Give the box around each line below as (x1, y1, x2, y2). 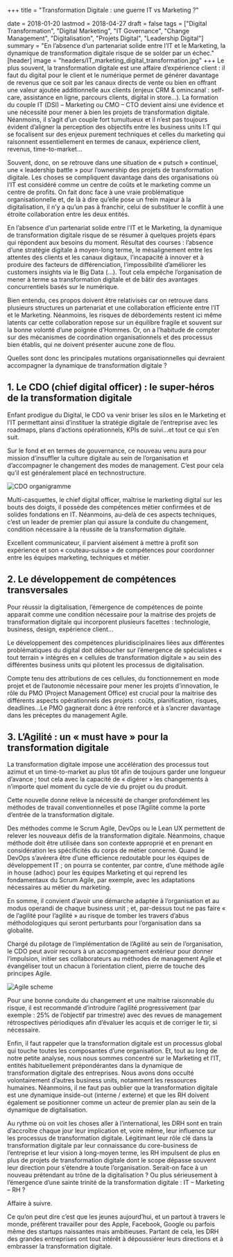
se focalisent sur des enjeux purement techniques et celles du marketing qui (7, 130, 225, 138)
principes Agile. (7, 969, 52, 978)
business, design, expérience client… (7, 625, 114, 633)
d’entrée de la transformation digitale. (7, 811, 114, 819)
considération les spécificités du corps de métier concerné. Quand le (7, 846, 205, 854)
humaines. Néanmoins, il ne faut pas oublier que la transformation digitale (7, 1084, 218, 1092)
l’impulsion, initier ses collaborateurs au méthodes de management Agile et (7, 955, 222, 963)
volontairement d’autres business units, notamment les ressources (7, 1076, 197, 1085)
